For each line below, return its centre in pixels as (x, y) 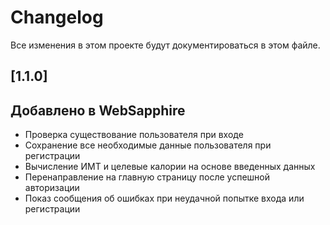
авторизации (52, 188)
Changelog (57, 17)
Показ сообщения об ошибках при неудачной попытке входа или (164, 198)
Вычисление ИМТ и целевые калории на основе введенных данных (170, 167)
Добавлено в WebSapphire (98, 110)
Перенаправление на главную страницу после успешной (147, 177)
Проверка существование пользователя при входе (134, 135)
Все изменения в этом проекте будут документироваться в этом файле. (165, 45)
